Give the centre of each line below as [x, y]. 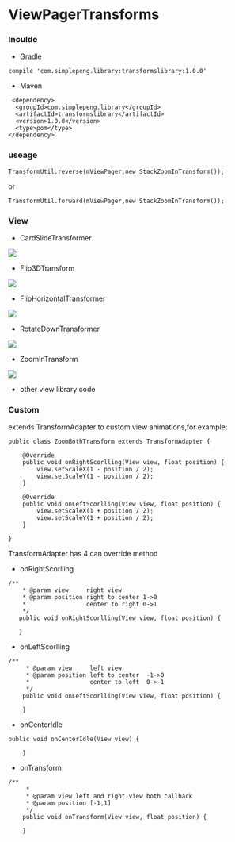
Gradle [30, 56]
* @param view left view [74, 668]
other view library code [57, 390]
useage [23, 155]
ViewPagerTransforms [84, 15]
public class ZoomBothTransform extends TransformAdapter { [110, 442]
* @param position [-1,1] [68, 803]
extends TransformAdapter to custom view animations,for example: [118, 427]
